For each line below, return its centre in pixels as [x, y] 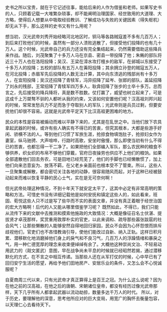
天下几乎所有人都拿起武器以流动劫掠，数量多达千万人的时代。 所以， [84, 292]
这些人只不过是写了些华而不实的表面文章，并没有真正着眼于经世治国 [92, 201]
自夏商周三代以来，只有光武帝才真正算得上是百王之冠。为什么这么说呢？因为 [83, 280]
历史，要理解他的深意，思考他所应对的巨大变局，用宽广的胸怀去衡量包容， [85, 298]
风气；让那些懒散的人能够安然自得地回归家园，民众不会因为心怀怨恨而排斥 [85, 226]
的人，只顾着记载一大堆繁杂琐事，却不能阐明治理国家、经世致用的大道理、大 [83, 13]
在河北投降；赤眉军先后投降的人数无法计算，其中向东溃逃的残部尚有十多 [79, 74]
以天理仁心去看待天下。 [29, 305]
